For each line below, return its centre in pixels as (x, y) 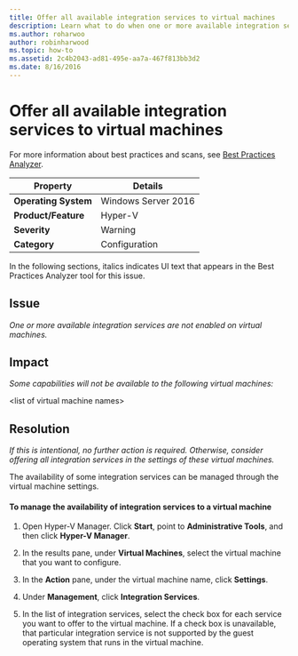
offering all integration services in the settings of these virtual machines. (142, 460)
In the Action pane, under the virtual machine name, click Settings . (145, 580)
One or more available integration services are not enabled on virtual (136, 324)
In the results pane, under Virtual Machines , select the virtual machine (152, 553)
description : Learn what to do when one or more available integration (144, 26)
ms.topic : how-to (41, 51)
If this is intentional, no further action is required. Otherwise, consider (136, 451)
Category (34, 244)
